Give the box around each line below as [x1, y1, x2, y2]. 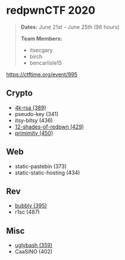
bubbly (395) [14, 202, 47, 209]
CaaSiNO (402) [14, 248, 52, 255]
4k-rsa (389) [14, 104, 46, 111]
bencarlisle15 [29, 59, 62, 66]
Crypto [6, 88, 33, 99]
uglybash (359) [14, 241, 53, 249]
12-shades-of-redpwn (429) [14, 123, 85, 130]
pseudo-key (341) [14, 110, 58, 117]
